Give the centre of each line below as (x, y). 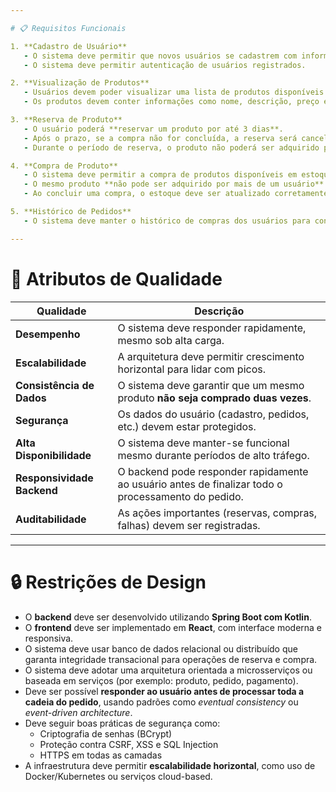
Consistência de (55, 385)
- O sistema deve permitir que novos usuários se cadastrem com (160, 56)
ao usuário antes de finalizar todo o (200, 484)
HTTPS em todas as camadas (101, 755)
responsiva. (49, 638)
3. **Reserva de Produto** (66, 120)
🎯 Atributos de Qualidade (116, 278)
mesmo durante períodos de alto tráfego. (213, 455)
